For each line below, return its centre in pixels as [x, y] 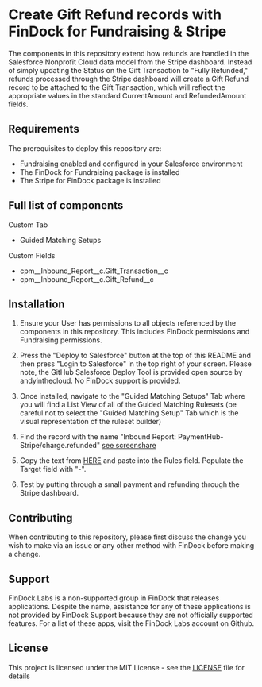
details [19, 676]
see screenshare [129, 446]
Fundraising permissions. [61, 340]
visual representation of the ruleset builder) [91, 422]
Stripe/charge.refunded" [60, 446]
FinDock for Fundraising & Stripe [118, 31]
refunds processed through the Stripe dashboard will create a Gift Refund [128, 79]
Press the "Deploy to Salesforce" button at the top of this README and [135, 356]
